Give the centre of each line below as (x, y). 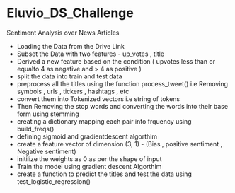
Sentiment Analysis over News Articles (63, 33)
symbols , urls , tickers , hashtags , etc (73, 91)
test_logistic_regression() (54, 181)
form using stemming (48, 114)
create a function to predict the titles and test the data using (104, 174)
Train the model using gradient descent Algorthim (89, 166)
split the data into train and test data (69, 76)
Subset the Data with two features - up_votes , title (90, 54)
